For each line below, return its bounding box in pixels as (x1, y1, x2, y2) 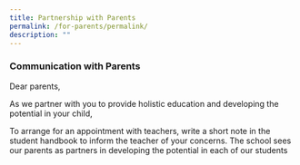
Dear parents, (9, 81, 61, 92)
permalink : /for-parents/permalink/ (9, 22, 148, 31)
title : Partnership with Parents (9, 13, 136, 23)
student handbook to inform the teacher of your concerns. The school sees (9, 135, 292, 146)
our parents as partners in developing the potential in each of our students (9, 144, 288, 155)
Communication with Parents (9, 60, 141, 73)
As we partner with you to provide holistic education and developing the (9, 98, 279, 109)
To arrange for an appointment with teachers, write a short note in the (9, 125, 271, 136)
